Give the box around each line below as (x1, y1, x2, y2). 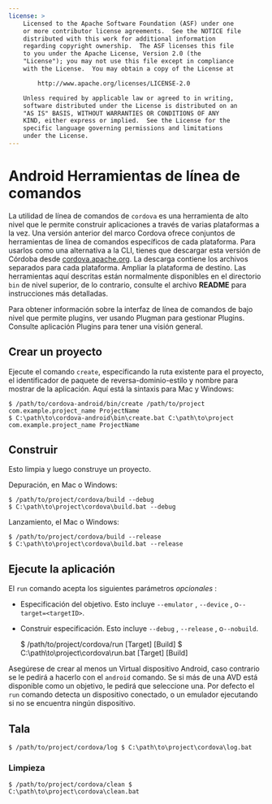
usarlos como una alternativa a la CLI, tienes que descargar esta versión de (8, 245, 261, 255)
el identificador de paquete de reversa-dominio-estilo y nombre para (8, 375, 239, 385)
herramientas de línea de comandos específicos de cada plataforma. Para (8, 236, 256, 246)
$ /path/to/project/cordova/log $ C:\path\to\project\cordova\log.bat (8, 744, 253, 752)
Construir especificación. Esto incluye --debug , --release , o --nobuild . (19, 624, 258, 633)
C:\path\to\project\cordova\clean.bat (8, 788, 140, 796)
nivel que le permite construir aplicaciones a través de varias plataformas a (8, 219, 260, 229)
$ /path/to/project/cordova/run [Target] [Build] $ (19, 639, 183, 650)
